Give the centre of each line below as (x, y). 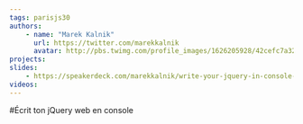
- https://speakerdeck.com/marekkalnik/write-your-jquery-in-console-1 (163, 76)
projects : (28, 59)
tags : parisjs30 (40, 18)
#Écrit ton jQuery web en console (71, 110)
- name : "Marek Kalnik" (70, 34)
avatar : (48, 51)
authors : (26, 26)
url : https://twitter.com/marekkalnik (106, 43)
